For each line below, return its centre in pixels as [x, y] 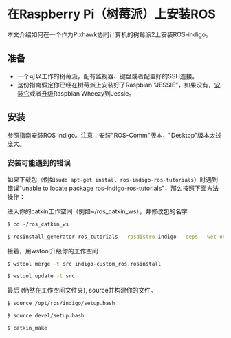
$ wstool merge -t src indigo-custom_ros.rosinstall [84, 264]
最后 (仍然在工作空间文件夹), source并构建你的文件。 [82, 291]
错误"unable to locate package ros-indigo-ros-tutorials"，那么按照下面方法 [113, 188]
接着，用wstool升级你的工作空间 [53, 251]
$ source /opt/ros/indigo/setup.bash [61, 304]
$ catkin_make [27, 328]
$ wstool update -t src [41, 276]
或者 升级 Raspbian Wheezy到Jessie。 [82, 93]
